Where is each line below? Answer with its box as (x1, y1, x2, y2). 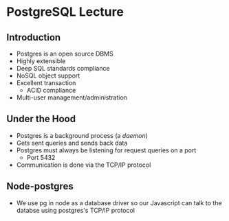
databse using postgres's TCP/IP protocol (16, 206, 135, 214)
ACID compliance (26, 86, 76, 94)
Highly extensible (16, 57, 66, 65)
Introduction (6, 32, 61, 43)
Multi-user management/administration (16, 93, 128, 102)
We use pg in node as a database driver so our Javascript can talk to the (16, 198, 222, 207)
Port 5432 (26, 153, 56, 161)
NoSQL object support (16, 71, 80, 80)
